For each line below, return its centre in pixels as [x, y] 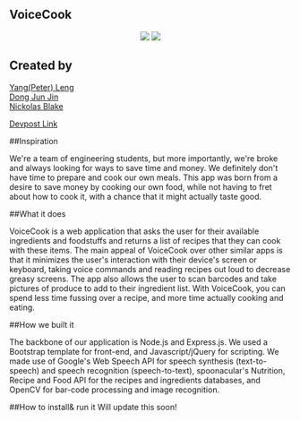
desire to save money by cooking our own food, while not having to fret [141, 186]
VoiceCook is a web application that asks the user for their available [134, 231]
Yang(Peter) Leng [42, 87]
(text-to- [251, 361]
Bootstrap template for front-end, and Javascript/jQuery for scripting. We [144, 351]
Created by [41, 66]
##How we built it [42, 324]
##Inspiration [34, 141]
